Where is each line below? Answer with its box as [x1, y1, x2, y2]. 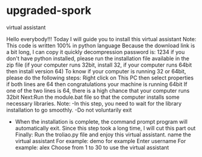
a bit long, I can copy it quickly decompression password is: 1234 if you [6, 48, 185, 55]
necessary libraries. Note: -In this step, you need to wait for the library [6, 99, 182, 107]
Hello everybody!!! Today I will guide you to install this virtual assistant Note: [6, 35, 197, 42]
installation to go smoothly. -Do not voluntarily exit [6, 106, 132, 113]
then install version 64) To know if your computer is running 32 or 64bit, [6, 67, 186, 75]
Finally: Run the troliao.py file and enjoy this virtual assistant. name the [15, 131, 192, 138]
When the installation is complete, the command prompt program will [15, 118, 188, 125]
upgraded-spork [6, 4, 92, 18]
